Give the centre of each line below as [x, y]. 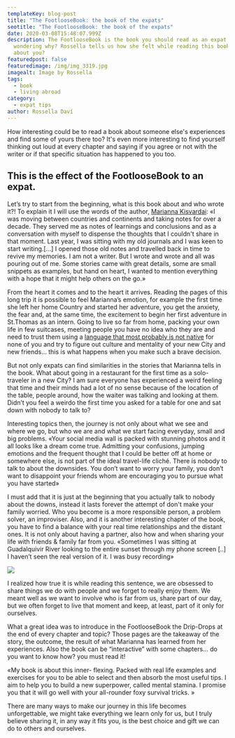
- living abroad [37, 92]
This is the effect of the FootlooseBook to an [106, 176]
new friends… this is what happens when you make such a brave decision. [114, 351]
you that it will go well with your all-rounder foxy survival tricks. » [101, 692]
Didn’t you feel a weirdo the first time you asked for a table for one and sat [114, 402]
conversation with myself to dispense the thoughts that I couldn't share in [113, 234]
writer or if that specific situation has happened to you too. [92, 154]
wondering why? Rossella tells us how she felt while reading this [114, 46]
